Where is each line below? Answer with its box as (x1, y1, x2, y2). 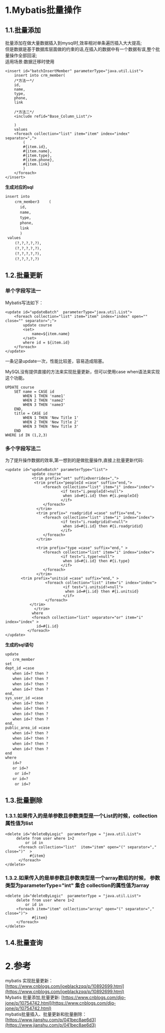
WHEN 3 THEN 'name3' (23, 402, 66, 407)
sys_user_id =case (5, 695, 43, 700)
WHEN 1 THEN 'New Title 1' (23, 415, 79, 420)
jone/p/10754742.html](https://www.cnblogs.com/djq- (5, 1000, 116, 1006)
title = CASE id (14, 411, 48, 416)
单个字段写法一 (5, 287, 41, 294)
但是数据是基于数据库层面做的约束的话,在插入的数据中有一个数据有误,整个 (5, 46, 156, 52)
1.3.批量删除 (5, 796, 43, 805)
